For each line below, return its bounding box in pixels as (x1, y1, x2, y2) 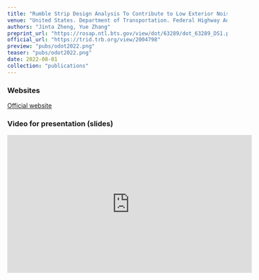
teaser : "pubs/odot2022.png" (7, 50, 92, 57)
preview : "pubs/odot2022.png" (7, 43, 96, 50)
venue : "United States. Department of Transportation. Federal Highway (7, 17, 220, 24)
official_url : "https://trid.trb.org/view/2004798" (7, 36, 161, 43)
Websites (7, 85, 40, 95)
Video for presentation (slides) (7, 118, 114, 128)
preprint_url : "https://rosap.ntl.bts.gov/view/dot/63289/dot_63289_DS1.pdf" (7, 29, 239, 37)
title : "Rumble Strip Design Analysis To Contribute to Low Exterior (7, 10, 214, 17)
